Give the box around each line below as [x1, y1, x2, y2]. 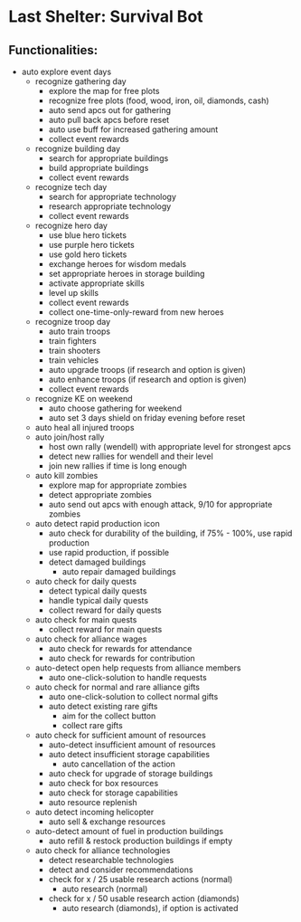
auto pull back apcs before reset [48, 115, 170, 125]
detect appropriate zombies [48, 490, 153, 499]
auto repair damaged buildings [61, 566, 177, 576]
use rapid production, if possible [48, 547, 169, 557]
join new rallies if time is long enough [48, 461, 187, 471]
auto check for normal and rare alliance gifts [34, 681, 201, 692]
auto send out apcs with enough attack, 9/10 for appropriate [48, 499, 273, 509]
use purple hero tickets [48, 240, 135, 250]
